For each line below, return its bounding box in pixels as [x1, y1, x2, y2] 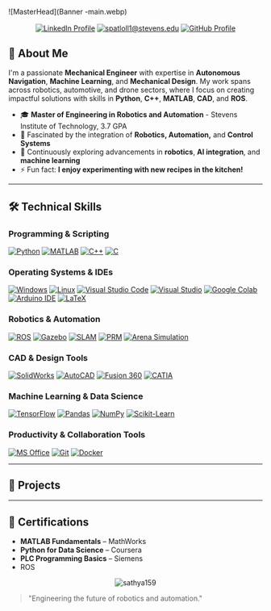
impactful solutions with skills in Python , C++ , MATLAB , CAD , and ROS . [8, 94, 248, 103]
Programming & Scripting [8, 228, 110, 239]
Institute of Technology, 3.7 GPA [19, 121, 127, 132]
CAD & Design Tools [8, 352, 89, 363]
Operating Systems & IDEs [8, 266, 114, 278]
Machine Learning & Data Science [8, 391, 144, 402]
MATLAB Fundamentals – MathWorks [19, 537, 147, 546]
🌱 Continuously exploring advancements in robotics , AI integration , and [19, 147, 261, 157]
